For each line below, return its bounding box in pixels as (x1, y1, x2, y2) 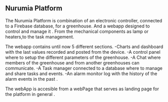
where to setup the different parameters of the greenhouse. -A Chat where (5, 54, 161, 60)
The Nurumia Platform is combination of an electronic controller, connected (5, 17, 162, 23)
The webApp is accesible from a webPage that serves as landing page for (5, 86, 159, 92)
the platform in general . (5, 91, 56, 97)
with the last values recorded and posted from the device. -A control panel (5, 49, 161, 55)
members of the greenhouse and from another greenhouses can (5, 59, 140, 65)
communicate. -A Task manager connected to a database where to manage (5, 65, 163, 71)
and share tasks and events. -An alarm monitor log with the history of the (5, 71, 158, 77)
